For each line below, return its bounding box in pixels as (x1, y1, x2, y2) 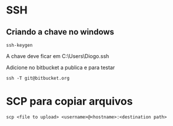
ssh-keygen (6, 42, 33, 48)
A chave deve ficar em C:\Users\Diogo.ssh (6, 53, 109, 59)
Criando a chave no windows (6, 27, 115, 37)
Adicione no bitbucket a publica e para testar (6, 64, 115, 71)
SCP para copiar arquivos (6, 95, 133, 108)
